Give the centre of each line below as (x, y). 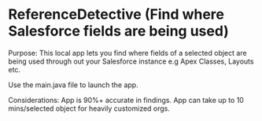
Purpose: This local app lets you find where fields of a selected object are (127, 53)
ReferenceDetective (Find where (116, 15)
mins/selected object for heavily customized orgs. (89, 108)
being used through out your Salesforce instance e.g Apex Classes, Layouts (131, 61)
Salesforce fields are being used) (119, 31)
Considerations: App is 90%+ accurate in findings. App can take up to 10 (126, 100)
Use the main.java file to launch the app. (74, 85)
